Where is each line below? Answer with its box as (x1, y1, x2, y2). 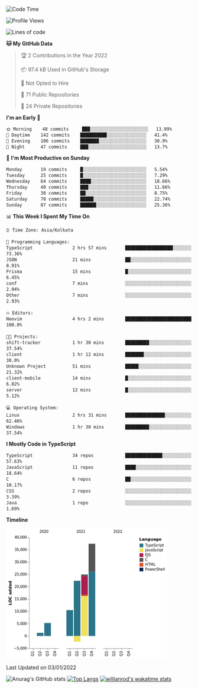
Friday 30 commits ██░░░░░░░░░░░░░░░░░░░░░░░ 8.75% (6, 190, 168, 196)
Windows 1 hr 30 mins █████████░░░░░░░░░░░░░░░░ (6, 424, 192, 430)
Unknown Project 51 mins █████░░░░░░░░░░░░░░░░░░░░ (6, 364, 192, 369)
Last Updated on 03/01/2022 (6, 664, 77, 671)
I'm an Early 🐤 (6, 114, 41, 121)
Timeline (6, 516, 28, 523)
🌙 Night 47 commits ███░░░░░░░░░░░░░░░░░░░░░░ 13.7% (6, 144, 168, 150)
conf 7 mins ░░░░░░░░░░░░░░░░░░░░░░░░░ (6, 281, 192, 287)
